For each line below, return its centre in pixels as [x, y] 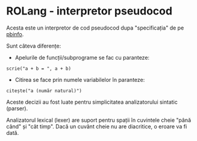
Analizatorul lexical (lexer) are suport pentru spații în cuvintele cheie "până [99, 120]
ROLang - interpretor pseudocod [89, 11]
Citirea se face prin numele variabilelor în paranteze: [80, 80]
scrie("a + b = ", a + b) [39, 68]
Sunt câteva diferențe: [34, 46]
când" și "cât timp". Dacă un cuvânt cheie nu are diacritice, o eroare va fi [97, 126]
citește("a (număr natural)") [44, 91]
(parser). [17, 108]
